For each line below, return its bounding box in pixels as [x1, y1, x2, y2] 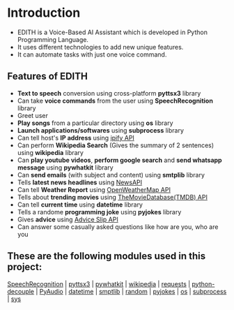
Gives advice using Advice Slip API [17, 215, 118, 223]
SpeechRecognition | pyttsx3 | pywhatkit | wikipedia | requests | [7, 279, 191, 288]
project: [7, 261, 42, 273]
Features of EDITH [7, 71, 88, 82]
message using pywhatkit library [17, 163, 114, 172]
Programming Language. [17, 35, 89, 43]
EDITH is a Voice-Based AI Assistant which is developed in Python [17, 28, 208, 36]
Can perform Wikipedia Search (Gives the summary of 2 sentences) [17, 141, 214, 149]
